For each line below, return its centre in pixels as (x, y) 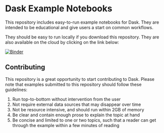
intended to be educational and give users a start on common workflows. (79, 27)
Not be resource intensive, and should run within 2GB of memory (78, 109)
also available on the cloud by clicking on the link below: (62, 42)
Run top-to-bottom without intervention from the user (66, 99)
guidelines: (16, 90)
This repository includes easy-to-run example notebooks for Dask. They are (82, 22)
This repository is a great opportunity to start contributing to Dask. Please (80, 79)
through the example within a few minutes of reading (66, 125)
